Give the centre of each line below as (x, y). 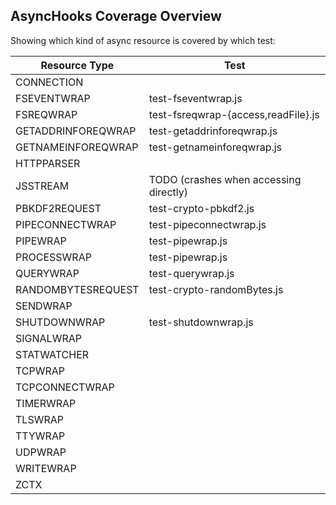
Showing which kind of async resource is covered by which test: (143, 40)
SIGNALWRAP (48, 338)
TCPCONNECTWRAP (65, 387)
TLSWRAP (39, 419)
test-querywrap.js (191, 273)
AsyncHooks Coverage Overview (116, 16)
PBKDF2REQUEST (58, 208)
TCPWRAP (40, 371)
